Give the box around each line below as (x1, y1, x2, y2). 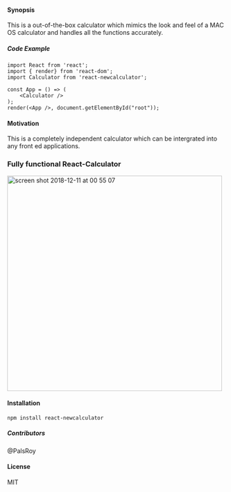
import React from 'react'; (7, 62, 89, 69)
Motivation (7, 119, 40, 127)
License (7, 463, 31, 471)
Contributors (7, 429, 46, 438)
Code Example (7, 44, 51, 52)
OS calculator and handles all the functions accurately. (7, 29, 163, 37)
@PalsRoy (7, 446, 36, 455)
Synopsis (7, 6, 35, 14)
